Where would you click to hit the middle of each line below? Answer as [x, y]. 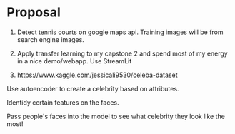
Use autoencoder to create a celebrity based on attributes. [93, 88]
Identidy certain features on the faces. [63, 102]
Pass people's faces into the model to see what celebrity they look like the [116, 116]
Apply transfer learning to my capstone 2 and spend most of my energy [122, 53]
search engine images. [51, 39]
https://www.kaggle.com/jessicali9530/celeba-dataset [97, 75]
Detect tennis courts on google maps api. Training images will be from [120, 32]
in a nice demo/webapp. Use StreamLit [74, 61]
